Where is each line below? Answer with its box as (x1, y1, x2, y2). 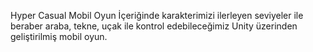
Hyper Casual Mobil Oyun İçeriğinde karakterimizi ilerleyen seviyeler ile (10, 10, 304, 21)
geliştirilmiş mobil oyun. (10, 31, 108, 42)
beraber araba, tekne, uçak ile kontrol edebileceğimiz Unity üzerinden (10, 20, 298, 32)
